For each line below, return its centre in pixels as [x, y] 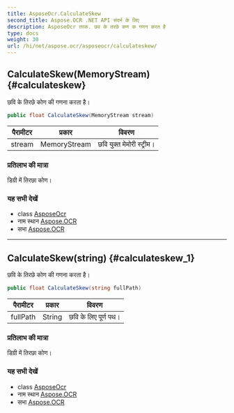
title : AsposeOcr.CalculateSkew [54, 14]
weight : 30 [23, 40]
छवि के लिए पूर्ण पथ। [94, 317]
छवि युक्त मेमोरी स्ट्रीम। [126, 144]
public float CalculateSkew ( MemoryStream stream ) [81, 115]
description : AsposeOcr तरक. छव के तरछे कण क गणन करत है [86, 27]
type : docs [23, 33]
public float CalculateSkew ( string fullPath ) [74, 288]
